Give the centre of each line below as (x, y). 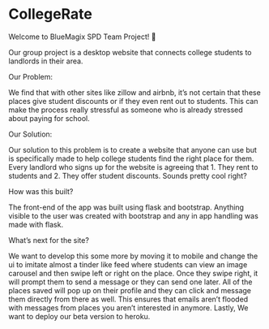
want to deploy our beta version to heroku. (79, 316)
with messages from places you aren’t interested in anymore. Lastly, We (128, 307)
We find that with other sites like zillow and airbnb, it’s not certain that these (134, 92)
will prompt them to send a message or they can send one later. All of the (130, 282)
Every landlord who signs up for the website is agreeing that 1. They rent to (133, 167)
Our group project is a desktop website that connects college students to (130, 52)
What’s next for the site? (49, 240)
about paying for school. (49, 118)
